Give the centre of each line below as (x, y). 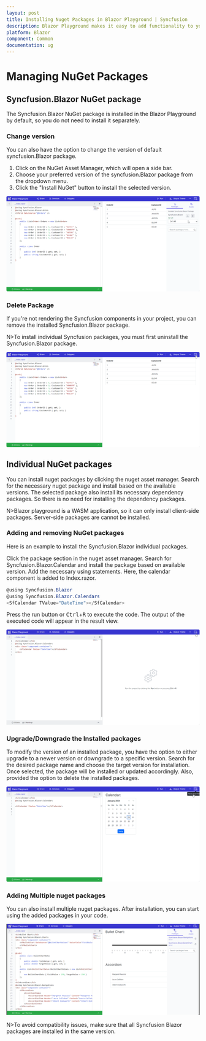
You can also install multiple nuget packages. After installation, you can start (103, 909)
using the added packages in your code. (57, 916)
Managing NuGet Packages (77, 76)
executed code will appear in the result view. (63, 621)
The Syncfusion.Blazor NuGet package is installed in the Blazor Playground (101, 114)
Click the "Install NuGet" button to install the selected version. (93, 188)
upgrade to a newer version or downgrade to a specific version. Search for (101, 758)
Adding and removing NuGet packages (65, 533)
